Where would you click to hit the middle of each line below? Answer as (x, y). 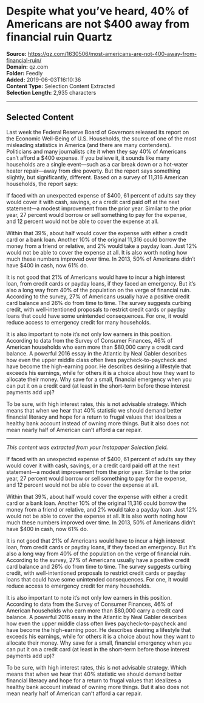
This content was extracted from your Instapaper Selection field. (87, 447)
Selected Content (40, 118)
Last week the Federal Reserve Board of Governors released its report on (98, 132)
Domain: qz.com (27, 67)
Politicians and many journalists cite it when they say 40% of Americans (97, 151)
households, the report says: (42, 183)
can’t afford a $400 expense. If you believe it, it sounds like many (88, 158)
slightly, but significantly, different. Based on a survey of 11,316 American (97, 177)
